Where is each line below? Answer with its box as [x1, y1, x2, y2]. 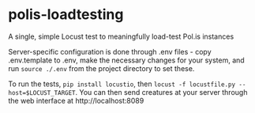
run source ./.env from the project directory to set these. [8, 63, 195, 73]
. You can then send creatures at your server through [75, 87, 248, 96]
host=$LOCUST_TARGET [8, 89, 77, 96]
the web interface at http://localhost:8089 [8, 96, 144, 105]
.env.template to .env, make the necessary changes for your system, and [8, 55, 245, 65]
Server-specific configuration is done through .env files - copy [8, 47, 212, 56]
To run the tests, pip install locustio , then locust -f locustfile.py [8, 79, 235, 89]
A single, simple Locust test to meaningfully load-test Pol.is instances [8, 32, 234, 41]
